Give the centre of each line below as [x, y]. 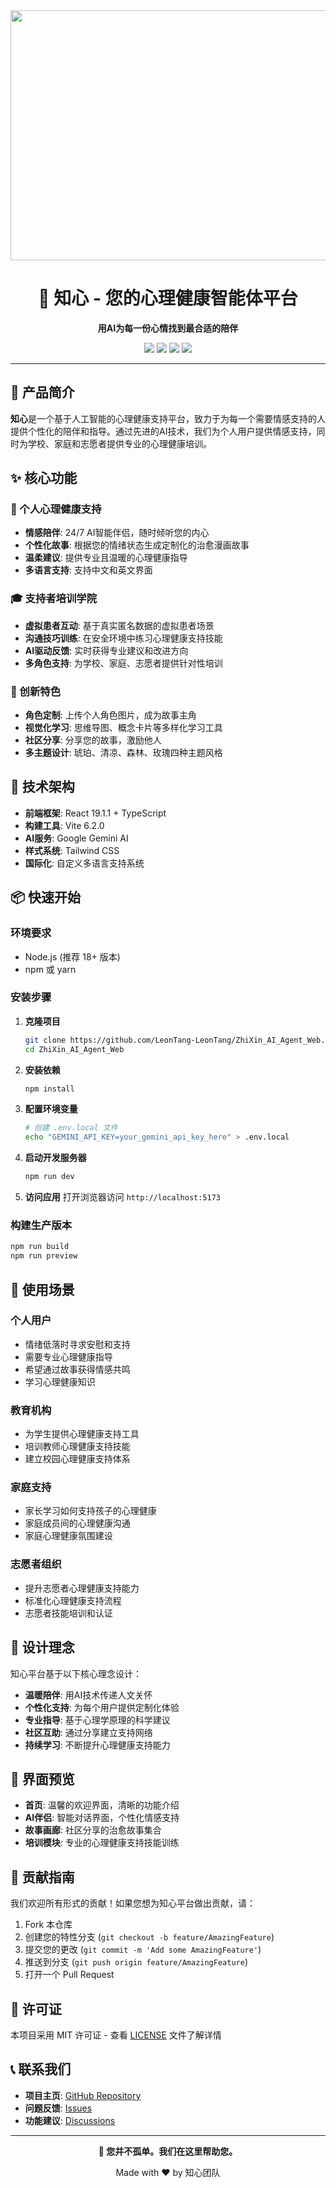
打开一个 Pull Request [69, 1975]
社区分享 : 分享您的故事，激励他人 [93, 740]
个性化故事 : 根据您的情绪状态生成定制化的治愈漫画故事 [137, 545]
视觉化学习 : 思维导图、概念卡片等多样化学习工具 [123, 728]
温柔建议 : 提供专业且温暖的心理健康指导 [106, 558]
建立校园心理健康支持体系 [77, 1459]
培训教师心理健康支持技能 [77, 1446]
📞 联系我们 [41, 2069]
